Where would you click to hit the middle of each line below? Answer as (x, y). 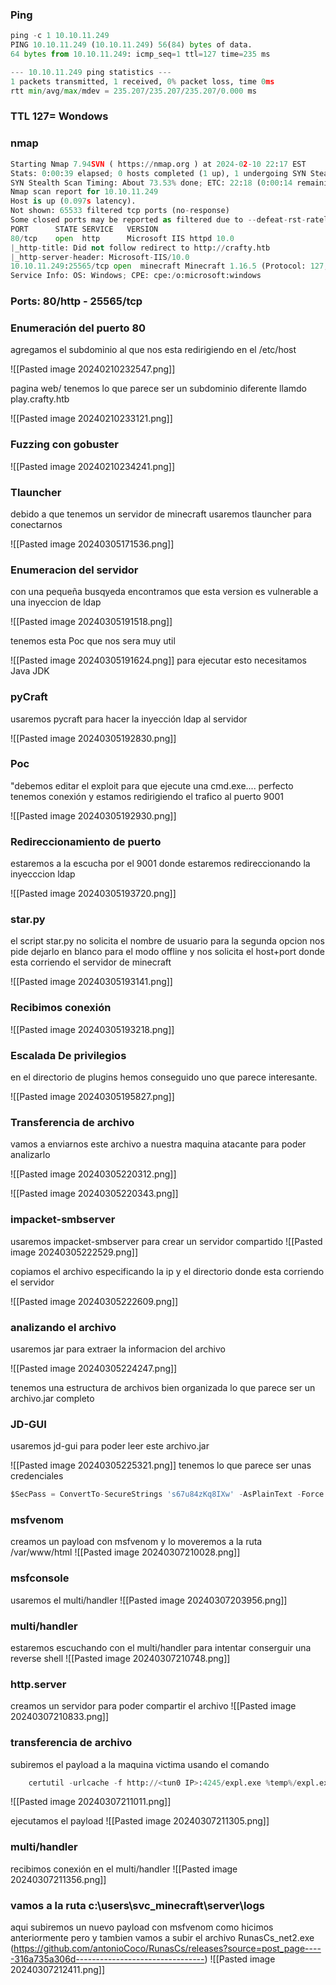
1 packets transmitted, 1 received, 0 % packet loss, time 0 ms (142, 81)
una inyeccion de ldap (56, 602)
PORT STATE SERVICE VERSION (84, 229)
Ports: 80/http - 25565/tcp (76, 301)
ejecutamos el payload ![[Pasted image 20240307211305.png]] (140, 1821)
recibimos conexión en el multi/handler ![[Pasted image (124, 1869)
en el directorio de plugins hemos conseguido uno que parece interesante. (164, 1077)
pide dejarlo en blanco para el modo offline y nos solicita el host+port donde (167, 952)
